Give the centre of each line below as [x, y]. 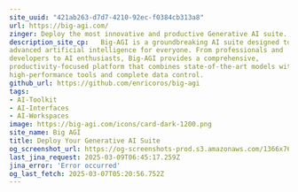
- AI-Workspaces [39, 116]
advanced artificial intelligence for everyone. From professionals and [146, 50]
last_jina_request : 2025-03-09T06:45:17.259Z [94, 157]
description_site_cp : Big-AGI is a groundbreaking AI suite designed [144, 42]
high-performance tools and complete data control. [106, 75]
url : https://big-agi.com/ [59, 26]
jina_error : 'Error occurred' [65, 165]
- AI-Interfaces [39, 108]
